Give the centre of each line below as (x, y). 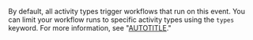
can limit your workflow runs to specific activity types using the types (121, 20)
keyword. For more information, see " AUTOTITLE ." (90, 28)
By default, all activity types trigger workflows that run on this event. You (126, 11)
